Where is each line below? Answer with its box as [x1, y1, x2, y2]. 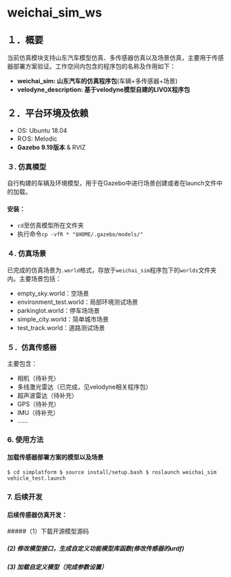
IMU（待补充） [16, 408, 60, 416]
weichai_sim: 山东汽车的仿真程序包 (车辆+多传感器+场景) [16, 77, 178, 85]
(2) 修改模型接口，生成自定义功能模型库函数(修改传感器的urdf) [7, 544, 184, 552]
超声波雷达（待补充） [16, 391, 78, 399]
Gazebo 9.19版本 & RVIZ [16, 143, 86, 151]
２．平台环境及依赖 [7, 108, 89, 119]
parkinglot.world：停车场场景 [16, 306, 100, 314]
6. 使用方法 [7, 434, 44, 444]
